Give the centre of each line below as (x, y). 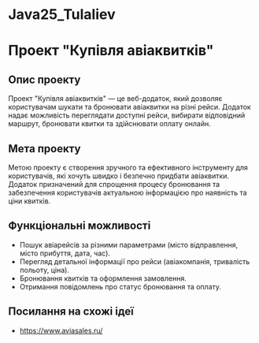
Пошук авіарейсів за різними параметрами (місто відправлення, (129, 244)
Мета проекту (44, 149)
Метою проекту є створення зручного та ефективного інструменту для (128, 168)
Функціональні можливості (80, 226)
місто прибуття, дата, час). (65, 253)
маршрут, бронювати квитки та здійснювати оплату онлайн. (109, 124)
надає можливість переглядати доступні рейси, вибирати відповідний (127, 115)
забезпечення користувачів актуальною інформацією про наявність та (128, 192)
